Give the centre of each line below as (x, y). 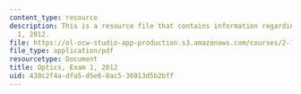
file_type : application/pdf (62, 51)
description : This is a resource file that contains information (133, 26)
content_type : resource (54, 17)
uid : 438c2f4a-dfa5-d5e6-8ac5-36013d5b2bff (92, 76)
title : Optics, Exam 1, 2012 (64, 68)
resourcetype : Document (54, 59)
